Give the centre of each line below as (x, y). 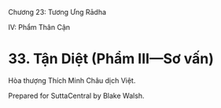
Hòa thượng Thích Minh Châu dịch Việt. (72, 80)
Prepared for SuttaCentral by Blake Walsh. (76, 95)
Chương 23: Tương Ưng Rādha (57, 12)
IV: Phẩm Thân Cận (39, 27)
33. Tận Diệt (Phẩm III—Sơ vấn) (111, 59)
